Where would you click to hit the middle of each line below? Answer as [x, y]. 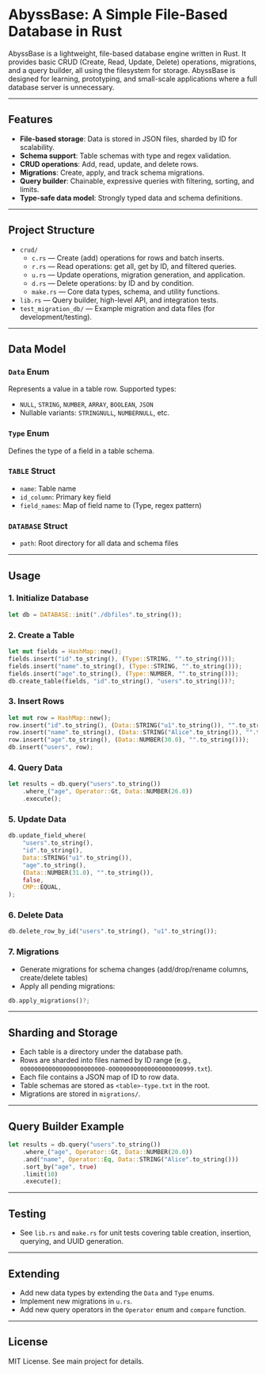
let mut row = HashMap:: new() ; [60, 718]
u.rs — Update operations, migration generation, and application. [138, 275]
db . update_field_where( [47, 836]
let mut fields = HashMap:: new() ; [65, 652]
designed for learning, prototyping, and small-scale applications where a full [133, 79]
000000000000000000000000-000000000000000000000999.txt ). [116, 1068]
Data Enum [29, 371]
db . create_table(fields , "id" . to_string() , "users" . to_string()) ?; [122, 681]
